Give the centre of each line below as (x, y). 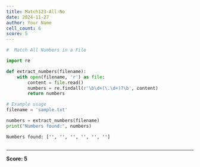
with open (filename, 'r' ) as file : (61, 77)
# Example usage (26, 105)
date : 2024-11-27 (28, 17)
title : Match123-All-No (36, 12)
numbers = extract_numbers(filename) (53, 121)
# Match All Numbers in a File (46, 50)
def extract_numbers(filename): (46, 71)
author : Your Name (29, 23)
